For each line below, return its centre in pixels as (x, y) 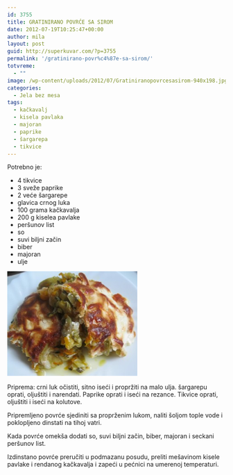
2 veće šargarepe (42, 195)
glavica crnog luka (44, 203)
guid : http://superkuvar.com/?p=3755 (62, 51)
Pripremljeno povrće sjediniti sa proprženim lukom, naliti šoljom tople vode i (115, 415)
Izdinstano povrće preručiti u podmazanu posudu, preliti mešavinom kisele (113, 457)
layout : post (26, 44)
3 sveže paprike (40, 188)
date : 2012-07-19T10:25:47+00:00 (55, 29)
